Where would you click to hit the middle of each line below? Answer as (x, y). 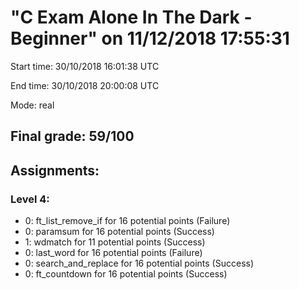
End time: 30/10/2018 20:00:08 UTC (85, 85)
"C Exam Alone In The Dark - (131, 17)
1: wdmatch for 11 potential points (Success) (115, 242)
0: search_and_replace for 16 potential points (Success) (139, 263)
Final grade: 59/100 (72, 136)
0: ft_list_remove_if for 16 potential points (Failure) (127, 221)
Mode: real (32, 105)
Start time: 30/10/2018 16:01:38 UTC (85, 66)
